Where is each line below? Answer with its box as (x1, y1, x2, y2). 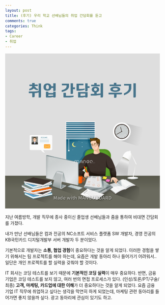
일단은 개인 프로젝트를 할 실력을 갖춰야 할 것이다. (5, 259, 98, 265)
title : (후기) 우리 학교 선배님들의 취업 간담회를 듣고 (5, 13, 102, 18)
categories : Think (5, 24, 43, 29)
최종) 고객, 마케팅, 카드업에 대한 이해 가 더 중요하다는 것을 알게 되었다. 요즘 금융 (5, 282, 155, 288)
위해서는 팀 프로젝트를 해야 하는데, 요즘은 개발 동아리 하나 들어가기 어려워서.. (10, 253, 157, 259)
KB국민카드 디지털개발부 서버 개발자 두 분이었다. (5, 237, 97, 243)
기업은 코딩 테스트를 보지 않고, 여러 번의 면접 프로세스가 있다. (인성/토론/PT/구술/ (5, 276, 160, 282)
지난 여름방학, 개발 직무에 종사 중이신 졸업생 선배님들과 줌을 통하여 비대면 (5, 214, 145, 220)
